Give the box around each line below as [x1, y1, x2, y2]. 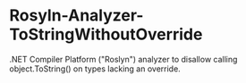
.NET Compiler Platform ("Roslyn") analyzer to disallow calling [9, 54, 238, 64]
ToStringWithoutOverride [9, 24, 203, 45]
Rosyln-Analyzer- [9, 5, 144, 26]
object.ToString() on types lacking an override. [9, 63, 181, 74]
